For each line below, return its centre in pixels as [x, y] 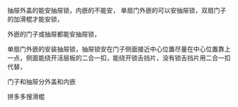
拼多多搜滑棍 [26, 96]
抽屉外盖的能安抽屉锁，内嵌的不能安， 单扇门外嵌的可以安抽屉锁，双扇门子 [117, 10]
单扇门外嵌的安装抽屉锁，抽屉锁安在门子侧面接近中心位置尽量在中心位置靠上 [119, 49]
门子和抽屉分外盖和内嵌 [41, 82]
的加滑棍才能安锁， [35, 19]
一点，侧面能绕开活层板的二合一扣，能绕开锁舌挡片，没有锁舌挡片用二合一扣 [119, 58]
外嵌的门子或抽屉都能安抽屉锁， [54, 34]
